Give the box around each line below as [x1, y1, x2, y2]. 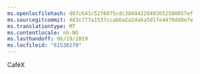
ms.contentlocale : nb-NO [7, 29, 79, 36]
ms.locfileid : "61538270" [7, 42, 82, 49]
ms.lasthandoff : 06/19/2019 [7, 36, 89, 42]
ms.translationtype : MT [7, 23, 76, 29]
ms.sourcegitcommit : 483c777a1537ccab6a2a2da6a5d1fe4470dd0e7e [7, 16, 194, 23]
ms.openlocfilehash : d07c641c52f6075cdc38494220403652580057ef [7, 10, 194, 17]
